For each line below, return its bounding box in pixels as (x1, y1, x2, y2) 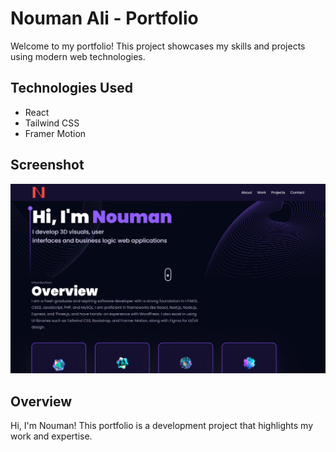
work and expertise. (10, 430, 93, 442)
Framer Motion (24, 127, 87, 139)
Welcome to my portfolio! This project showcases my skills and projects (10, 40, 306, 52)
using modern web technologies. (10, 50, 146, 62)
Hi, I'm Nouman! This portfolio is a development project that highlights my (10, 420, 314, 432)
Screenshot (10, 157, 85, 174)
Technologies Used (10, 80, 133, 97)
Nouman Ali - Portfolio (10, 7, 199, 30)
